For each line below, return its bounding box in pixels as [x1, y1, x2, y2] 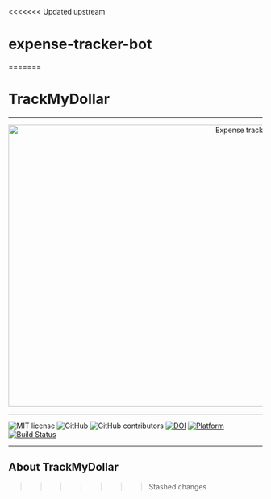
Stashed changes [148, 481, 207, 491]
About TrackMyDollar [8, 460, 119, 474]
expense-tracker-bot [8, 35, 152, 53]
